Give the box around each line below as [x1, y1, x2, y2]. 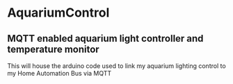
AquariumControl [7, 5, 110, 21]
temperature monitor [7, 43, 99, 55]
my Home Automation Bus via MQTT [7, 69, 112, 77]
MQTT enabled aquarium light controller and [7, 33, 204, 44]
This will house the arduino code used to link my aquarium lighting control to [7, 62, 226, 70]
